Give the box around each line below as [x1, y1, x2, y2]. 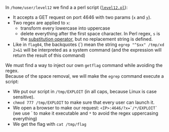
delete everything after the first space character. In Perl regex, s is [20, 31, 160, 36]
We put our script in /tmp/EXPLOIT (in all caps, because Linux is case [12, 89, 157, 94]
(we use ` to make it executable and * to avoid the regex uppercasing [12, 110, 159, 116]
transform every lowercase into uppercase [20, 25, 110, 31]
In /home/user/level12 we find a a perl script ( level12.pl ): [5, 5, 128, 10]
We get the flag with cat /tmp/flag [12, 121, 87, 127]
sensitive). [12, 94, 35, 100]
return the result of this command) [12, 52, 86, 58]
